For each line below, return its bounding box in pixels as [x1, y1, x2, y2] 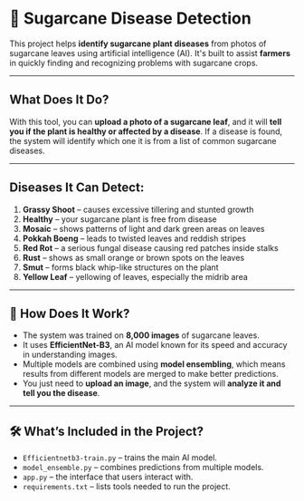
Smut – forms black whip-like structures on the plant [22, 262, 219, 273]
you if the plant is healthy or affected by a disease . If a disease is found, [9, 126, 283, 137]
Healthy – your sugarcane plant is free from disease [22, 213, 217, 225]
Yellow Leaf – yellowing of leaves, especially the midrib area [22, 271, 249, 282]
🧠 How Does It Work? [9, 305, 130, 321]
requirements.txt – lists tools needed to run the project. [22, 481, 231, 492]
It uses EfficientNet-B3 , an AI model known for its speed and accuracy [22, 340, 288, 351]
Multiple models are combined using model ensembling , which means [22, 359, 286, 370]
